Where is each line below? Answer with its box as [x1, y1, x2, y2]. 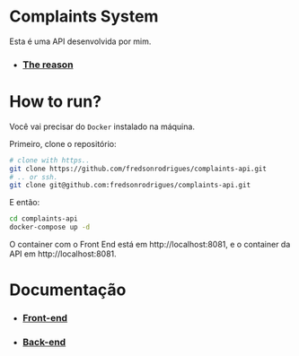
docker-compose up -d [9, 222, 91, 232]
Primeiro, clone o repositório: [9, 138, 117, 149]
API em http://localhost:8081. [9, 248, 117, 259]
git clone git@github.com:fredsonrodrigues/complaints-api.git [9, 181, 251, 190]
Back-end [22, 336, 66, 349]
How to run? [9, 91, 101, 112]
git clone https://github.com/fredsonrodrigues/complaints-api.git [9, 164, 268, 173]
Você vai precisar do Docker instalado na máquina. [9, 121, 196, 132]
